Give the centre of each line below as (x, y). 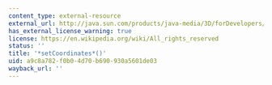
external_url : (32, 23)
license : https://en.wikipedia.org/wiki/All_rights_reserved (114, 38)
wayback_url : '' (36, 69)
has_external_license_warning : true (70, 31)
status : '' (27, 46)
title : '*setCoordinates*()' (57, 53)
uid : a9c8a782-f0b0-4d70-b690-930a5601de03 (83, 62)
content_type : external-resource (65, 16)
